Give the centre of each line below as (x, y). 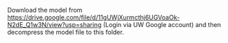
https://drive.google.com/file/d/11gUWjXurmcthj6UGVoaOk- (94, 17)
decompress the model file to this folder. (66, 32)
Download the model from (45, 10)
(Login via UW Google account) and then (162, 25)
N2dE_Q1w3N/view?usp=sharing (54, 25)
